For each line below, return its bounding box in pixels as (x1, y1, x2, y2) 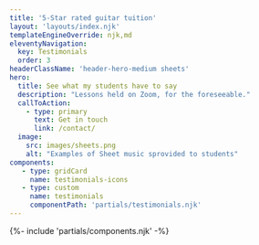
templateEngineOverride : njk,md (9, 30, 132, 39)
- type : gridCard (21, 166, 88, 176)
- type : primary (26, 107, 88, 116)
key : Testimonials (17, 48, 88, 57)
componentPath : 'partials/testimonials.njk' (29, 200, 202, 210)
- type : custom (21, 184, 79, 193)
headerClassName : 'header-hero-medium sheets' (9, 65, 190, 74)
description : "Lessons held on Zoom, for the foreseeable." (17, 90, 251, 99)
